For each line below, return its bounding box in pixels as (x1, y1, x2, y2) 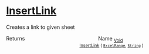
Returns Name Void (6, 35, 123, 43)
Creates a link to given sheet (6, 23, 75, 31)
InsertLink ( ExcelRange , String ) (79, 42, 144, 48)
